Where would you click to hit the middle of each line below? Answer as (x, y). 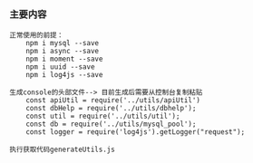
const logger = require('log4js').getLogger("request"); (136, 132)
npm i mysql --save (63, 43)
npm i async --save (63, 52)
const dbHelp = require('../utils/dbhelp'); (111, 109)
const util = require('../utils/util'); (103, 116)
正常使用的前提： (37, 35)
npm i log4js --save (64, 75)
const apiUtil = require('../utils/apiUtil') (113, 101)
